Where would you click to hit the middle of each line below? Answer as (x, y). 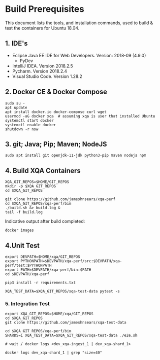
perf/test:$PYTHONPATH (28, 265)
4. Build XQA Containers (43, 170)
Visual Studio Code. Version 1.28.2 (47, 76)
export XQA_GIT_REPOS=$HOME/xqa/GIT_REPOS (49, 314)
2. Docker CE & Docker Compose (56, 92)
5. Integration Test (28, 303)
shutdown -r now (22, 129)
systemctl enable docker (31, 125)
